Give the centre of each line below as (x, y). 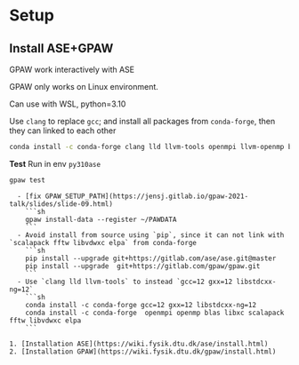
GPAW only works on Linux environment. (84, 87)
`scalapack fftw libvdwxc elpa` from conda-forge (103, 242)
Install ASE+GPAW (61, 48)
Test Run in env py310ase (55, 163)
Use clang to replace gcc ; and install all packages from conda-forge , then (142, 121)
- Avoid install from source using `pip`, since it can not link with (151, 235)
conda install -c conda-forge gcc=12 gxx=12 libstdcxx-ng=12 (141, 305)
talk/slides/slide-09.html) (61, 204)
